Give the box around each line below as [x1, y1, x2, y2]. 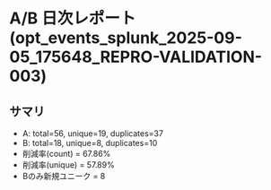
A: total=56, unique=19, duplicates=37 [22, 128, 164, 139]
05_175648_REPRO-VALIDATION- [9, 47, 263, 67]
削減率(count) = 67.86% [22, 149, 111, 159]
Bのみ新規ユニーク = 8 [22, 171, 106, 181]
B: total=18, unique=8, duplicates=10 [22, 138, 158, 148]
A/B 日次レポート [9, 8, 136, 29]
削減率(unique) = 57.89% [22, 160, 115, 170]
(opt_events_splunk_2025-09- [9, 28, 242, 48]
